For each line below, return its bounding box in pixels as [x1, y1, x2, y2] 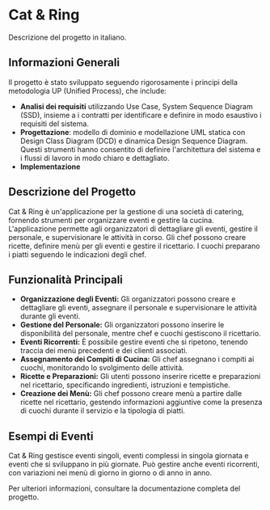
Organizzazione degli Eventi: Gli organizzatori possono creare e [19, 294, 236, 304]
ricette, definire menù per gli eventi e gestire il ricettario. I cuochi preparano [8, 241, 260, 251]
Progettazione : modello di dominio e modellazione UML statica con [19, 127, 246, 137]
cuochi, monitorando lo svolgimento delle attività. [19, 363, 184, 373]
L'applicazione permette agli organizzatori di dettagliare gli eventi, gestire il [8, 224, 259, 234]
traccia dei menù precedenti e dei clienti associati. [19, 346, 188, 356]
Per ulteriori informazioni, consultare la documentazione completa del [8, 483, 241, 494]
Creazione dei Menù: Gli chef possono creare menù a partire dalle [19, 389, 243, 398]
